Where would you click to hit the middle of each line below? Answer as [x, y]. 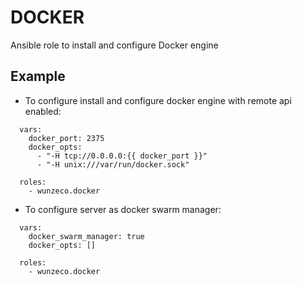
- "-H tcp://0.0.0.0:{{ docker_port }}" [122, 156]
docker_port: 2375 [66, 138]
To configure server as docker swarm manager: [123, 209]
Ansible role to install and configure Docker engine [114, 45]
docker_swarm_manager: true [86, 236]
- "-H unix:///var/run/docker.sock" [113, 164]
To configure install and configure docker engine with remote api [158, 100]
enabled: [43, 111]
